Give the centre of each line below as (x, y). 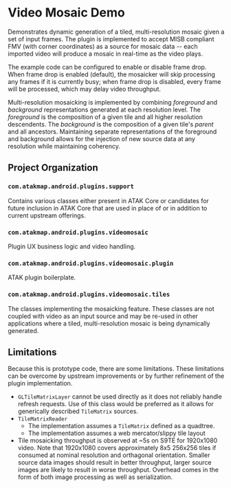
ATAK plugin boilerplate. (42, 277)
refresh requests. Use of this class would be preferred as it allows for (115, 404)
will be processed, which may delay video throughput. (84, 89)
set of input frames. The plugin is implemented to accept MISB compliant (111, 39)
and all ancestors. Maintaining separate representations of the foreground (112, 131)
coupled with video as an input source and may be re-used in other (103, 316)
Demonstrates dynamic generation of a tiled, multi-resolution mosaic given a (116, 32)
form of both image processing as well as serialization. (95, 477)
